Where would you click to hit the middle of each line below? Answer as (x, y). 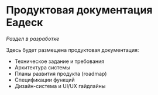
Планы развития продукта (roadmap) (61, 73)
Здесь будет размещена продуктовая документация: (73, 50)
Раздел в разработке (33, 38)
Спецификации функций (44, 80)
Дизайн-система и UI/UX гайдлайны (60, 86)
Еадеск (25, 22)
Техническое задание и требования (59, 61)
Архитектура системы (42, 67)
